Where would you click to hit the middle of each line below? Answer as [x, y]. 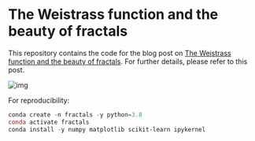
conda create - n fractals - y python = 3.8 [76, 115]
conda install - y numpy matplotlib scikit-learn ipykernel [107, 129]
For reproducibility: [39, 100]
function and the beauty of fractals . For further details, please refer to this [128, 61]
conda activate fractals [49, 122]
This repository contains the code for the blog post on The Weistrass [120, 53]
